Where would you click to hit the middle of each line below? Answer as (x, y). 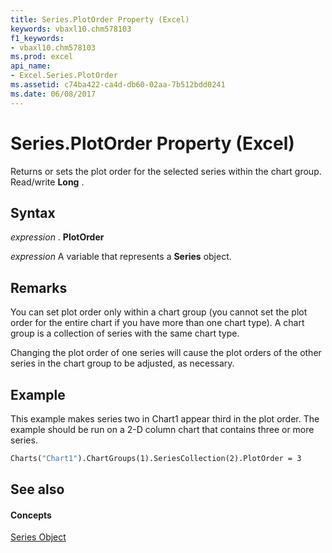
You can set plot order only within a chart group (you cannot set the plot (159, 312)
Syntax (33, 212)
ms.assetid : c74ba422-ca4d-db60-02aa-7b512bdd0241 (118, 85)
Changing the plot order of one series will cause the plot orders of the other (166, 353)
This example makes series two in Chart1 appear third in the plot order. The (165, 419)
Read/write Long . (47, 182)
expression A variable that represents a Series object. (121, 257)
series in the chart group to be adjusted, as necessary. (122, 363)
